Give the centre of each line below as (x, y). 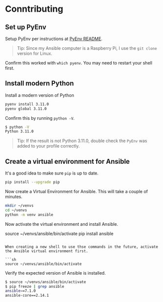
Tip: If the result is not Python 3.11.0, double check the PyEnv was (82, 141)
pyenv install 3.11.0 (27, 104)
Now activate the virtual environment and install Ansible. (62, 224)
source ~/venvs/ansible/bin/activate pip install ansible (59, 234)
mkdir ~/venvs (20, 206)
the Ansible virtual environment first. (47, 251)
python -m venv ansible (29, 215)
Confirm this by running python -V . (40, 118)
